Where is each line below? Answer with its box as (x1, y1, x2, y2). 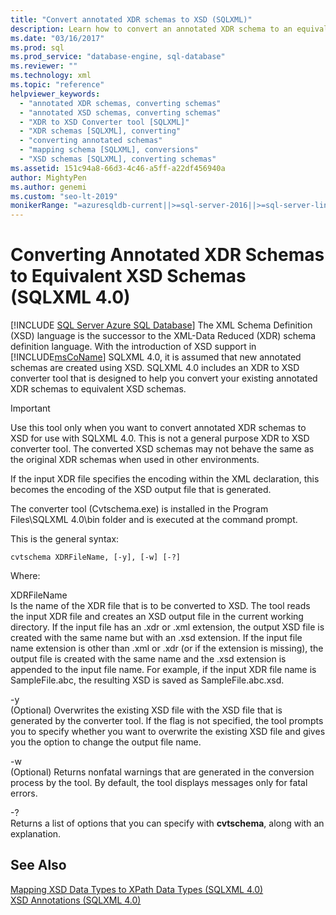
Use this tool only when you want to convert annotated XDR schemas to (10, 422, 307, 434)
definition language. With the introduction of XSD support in (10, 341, 257, 353)
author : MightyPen (10, 172, 87, 183)
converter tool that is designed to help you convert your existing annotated (10, 372, 318, 385)
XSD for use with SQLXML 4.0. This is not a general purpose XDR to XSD (10, 432, 310, 445)
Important (10, 402, 51, 415)
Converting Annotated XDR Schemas (10, 244, 325, 266)
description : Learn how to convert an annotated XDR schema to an (10, 24, 293, 34)
